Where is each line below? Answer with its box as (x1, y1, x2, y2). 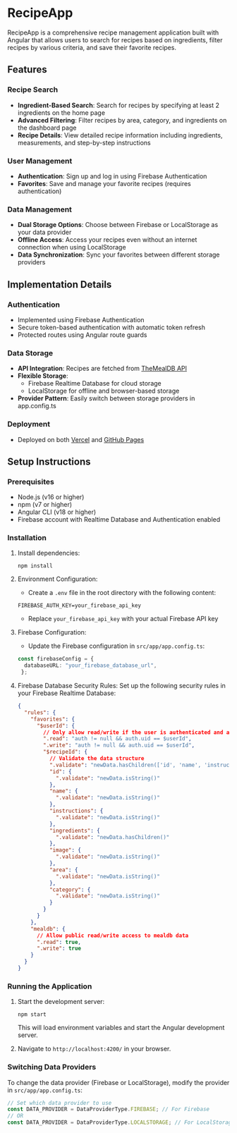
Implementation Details (7, 278, 112, 290)
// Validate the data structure (49, 755, 145, 762)
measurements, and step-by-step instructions (17, 138, 152, 147)
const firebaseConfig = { (17, 656, 94, 663)
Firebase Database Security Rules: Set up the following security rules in (17, 682, 226, 690)
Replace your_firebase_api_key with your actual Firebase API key (28, 615, 219, 623)
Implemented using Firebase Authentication (17, 315, 145, 324)
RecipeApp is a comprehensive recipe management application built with (7, 28, 219, 37)
